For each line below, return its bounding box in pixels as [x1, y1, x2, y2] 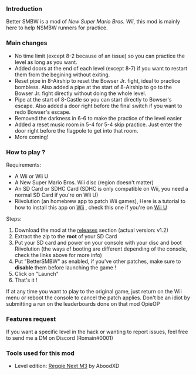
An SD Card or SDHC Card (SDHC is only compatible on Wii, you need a [14, 185, 189, 192]
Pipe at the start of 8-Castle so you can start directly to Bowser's [14, 96, 172, 103]
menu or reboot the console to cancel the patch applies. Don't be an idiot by [6, 294, 191, 301]
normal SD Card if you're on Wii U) [14, 191, 99, 198]
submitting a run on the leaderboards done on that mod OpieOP [6, 300, 160, 307]
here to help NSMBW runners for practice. [6, 24, 108, 31]
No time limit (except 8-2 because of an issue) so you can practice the [14, 52, 185, 59]
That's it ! [14, 276, 38, 283]
